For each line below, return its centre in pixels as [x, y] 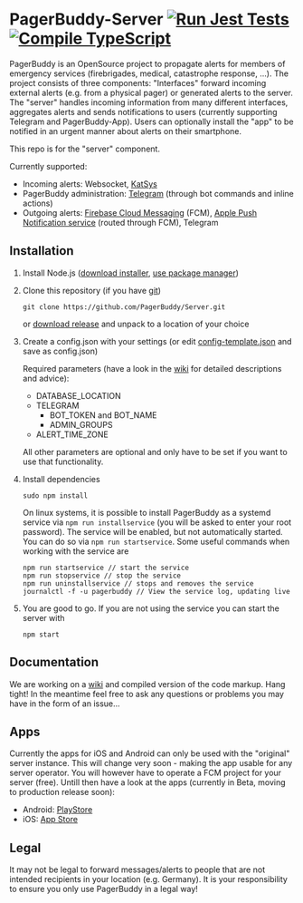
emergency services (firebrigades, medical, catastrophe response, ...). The [149, 73]
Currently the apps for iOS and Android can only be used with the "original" [150, 753]
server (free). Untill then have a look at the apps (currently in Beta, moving [148, 782]
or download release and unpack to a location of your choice [136, 324]
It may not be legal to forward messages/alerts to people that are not [137, 869]
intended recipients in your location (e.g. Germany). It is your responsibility [148, 879]
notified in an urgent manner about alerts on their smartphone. [126, 131]
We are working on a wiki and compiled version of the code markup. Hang [147, 684]
